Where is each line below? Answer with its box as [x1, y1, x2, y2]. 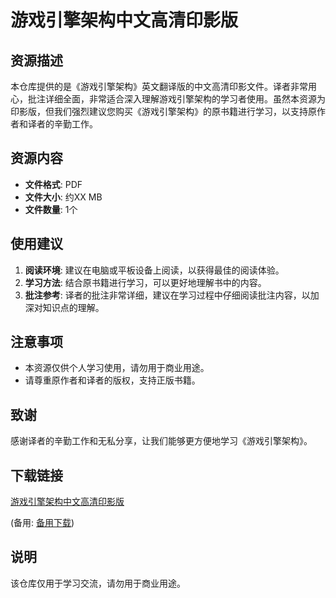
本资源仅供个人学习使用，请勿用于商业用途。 [24, 362, 210, 374]
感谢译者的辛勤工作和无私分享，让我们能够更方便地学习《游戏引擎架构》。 [10, 435, 313, 447]
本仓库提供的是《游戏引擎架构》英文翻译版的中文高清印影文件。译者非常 [10, 81, 308, 92]
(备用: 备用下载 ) [10, 517, 75, 529]
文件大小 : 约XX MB [24, 191, 103, 203]
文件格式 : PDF [24, 178, 83, 190]
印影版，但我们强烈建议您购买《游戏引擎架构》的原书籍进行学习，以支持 [10, 106, 308, 117]
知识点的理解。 [42, 301, 105, 313]
